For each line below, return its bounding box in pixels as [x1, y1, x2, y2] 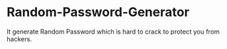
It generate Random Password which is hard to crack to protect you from [6, 27, 220, 36]
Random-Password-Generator [6, 4, 190, 20]
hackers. [6, 34, 33, 43]
